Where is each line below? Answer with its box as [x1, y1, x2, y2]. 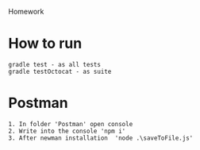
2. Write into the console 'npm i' [8, 127, 126, 135]
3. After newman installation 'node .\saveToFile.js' [8, 134, 194, 142]
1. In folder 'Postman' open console [8, 120, 133, 128]
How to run [8, 35, 83, 52]
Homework [8, 7, 44, 16]
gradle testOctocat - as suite [8, 67, 112, 75]
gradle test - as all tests [8, 60, 102, 68]
